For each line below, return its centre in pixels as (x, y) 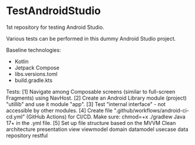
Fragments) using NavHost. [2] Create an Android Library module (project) (97, 98)
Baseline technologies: (34, 50)
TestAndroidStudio (54, 11)
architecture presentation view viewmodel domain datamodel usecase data (97, 129)
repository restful (27, 135)
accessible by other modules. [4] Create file (60, 110)
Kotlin (22, 61)
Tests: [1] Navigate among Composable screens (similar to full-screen (91, 91)
